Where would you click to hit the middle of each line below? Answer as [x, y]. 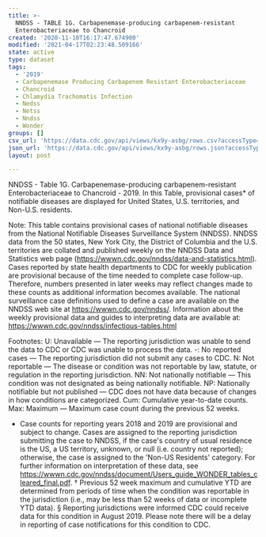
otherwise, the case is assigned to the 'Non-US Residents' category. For [137, 458]
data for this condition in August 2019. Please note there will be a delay [135, 516]
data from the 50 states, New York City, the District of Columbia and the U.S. [133, 242]
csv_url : [23, 140]
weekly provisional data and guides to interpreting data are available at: [125, 318]
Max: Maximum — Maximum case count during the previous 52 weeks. [124, 409]
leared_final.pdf [45, 482]
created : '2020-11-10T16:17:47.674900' [74, 38]
